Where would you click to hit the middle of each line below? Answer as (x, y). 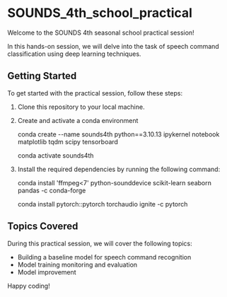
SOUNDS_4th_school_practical (100, 13)
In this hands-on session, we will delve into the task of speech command (113, 46)
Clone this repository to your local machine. (81, 107)
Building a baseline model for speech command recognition (104, 257)
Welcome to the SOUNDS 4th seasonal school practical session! (101, 33)
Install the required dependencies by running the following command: (119, 169)
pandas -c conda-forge (52, 190)
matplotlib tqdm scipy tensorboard (68, 141)
